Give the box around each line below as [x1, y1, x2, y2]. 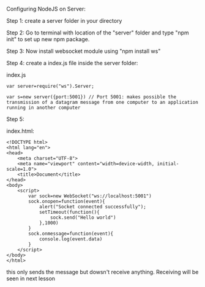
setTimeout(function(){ [39, 209, 100, 215]
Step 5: [6, 116, 24, 122]
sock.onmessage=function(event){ [28, 230, 114, 237]
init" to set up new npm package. [6, 36, 90, 42]
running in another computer [6, 104, 81, 111]
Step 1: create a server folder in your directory [6, 17, 122, 24]
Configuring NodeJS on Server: [6, 6, 86, 12]
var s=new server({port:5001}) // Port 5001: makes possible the [6, 94, 176, 100]
